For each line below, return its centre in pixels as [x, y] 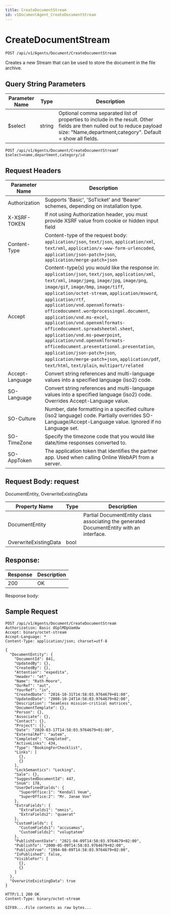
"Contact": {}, [30, 721]
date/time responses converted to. [86, 443]
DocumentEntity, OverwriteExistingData [46, 494]
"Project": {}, [30, 725]
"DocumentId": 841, [35, 659]
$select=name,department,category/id [45, 155]
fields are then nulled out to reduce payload [110, 126]
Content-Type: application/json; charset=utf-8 [56, 641]
